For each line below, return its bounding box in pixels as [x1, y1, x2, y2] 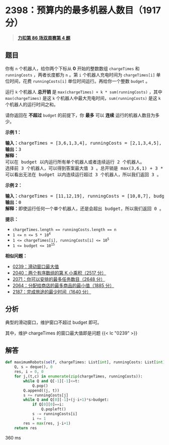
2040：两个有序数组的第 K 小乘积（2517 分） [12, 269, 107, 275]
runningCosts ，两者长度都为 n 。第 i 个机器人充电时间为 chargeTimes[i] [5, 72, 155, 78]
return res [14, 425, 37, 430]
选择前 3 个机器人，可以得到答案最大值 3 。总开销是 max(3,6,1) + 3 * [5, 165, 163, 171]
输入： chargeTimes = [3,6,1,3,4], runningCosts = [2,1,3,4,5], [5, 140, 162, 146]
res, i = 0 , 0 [14, 369, 44, 374]
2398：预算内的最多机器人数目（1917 [5, 5, 161, 16]
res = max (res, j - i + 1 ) [23, 421, 71, 426]
